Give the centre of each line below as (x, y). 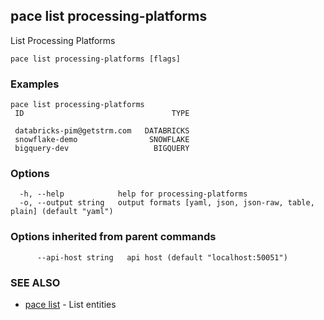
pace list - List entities (70, 304)
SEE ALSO (35, 282)
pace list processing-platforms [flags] (96, 59)
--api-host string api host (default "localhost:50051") (162, 257)
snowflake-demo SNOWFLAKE (102, 140)
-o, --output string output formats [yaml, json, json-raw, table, (167, 203)
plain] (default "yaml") (62, 212)
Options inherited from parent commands (113, 237)
